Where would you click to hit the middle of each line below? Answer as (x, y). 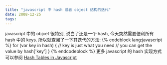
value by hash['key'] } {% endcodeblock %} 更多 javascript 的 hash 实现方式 (83, 51)
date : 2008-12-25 (23, 14)
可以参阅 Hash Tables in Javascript (41, 58)
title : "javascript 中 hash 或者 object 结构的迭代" (58, 10)
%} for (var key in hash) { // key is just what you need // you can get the (79, 46)
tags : (11, 19)
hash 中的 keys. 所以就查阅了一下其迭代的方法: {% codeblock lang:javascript (84, 40)
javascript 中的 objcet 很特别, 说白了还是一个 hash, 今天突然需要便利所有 (80, 34)
